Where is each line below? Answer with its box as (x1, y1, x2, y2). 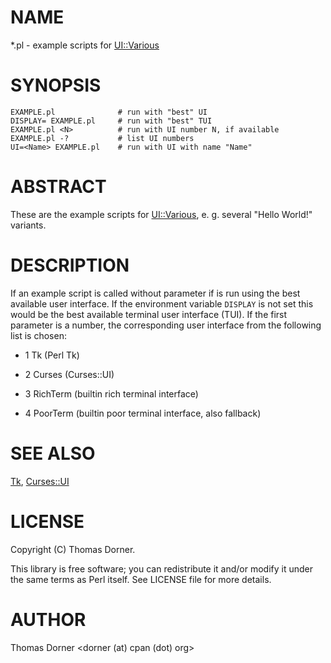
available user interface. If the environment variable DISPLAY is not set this (10, 297, 314, 310)
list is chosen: (10, 329, 67, 341)
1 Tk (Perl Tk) (24, 349, 80, 361)
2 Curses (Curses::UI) (24, 368, 115, 380)
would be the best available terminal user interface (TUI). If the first (10, 308, 288, 320)
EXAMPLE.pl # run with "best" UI (10, 107, 208, 117)
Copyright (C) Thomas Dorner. (10, 543, 136, 555)
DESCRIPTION (10, 254, 130, 276)
